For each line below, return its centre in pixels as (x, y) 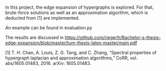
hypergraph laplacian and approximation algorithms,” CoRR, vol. (71, 58)
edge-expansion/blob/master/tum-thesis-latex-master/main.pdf (71, 43)
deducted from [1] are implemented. (43, 18)
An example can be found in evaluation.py (49, 28)
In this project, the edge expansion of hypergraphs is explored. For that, (79, 7)
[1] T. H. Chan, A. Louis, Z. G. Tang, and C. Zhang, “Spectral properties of (81, 53)
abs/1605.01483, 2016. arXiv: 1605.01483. (48, 63)
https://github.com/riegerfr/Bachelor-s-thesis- (113, 38)
